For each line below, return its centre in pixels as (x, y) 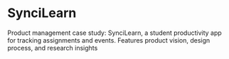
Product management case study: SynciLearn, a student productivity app (114, 33)
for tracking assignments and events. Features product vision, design (109, 40)
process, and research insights (53, 48)
